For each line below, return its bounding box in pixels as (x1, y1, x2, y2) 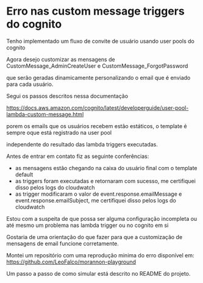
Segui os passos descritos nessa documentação (6, 92, 129, 99)
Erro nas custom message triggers (6, 4, 185, 18)
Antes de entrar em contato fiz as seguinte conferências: (6, 152, 149, 160)
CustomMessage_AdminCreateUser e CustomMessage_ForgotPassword (6, 62, 188, 70)
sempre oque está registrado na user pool (6, 129, 112, 136)
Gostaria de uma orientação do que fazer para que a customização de (6, 233, 183, 240)
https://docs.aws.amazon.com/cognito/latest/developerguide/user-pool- (6, 104, 189, 111)
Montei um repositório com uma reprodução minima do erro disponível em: (6, 251, 194, 259)
